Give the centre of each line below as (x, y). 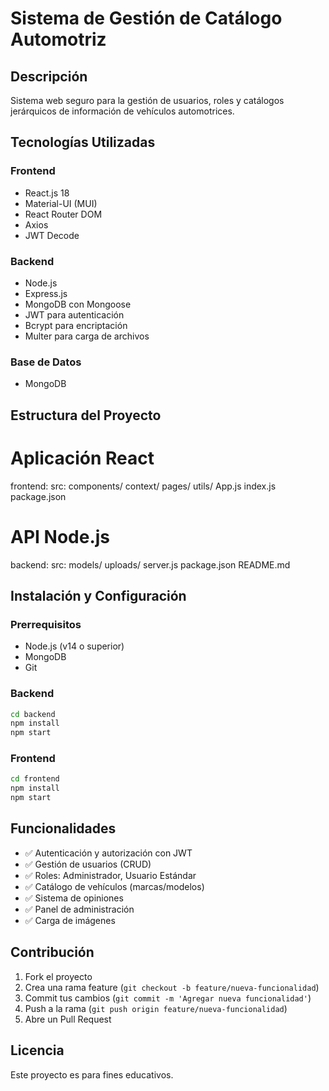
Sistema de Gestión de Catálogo (146, 18)
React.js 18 (47, 193)
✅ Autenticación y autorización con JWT (108, 853)
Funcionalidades (63, 828)
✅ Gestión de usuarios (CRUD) (88, 864)
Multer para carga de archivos (87, 336)
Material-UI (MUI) (61, 203)
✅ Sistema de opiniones (74, 898)
